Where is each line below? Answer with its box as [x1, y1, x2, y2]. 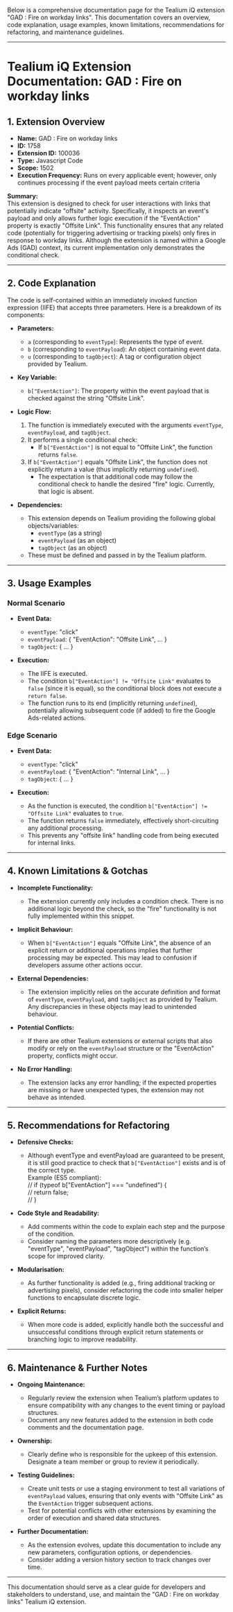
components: [7, 310, 45, 319]
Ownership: [17, 1436, 53, 1445]
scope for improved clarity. [27, 1252, 105, 1260]
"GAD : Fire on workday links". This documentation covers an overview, [7, 13, 211, 22]
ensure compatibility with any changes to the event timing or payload [27, 1401, 225, 1409]
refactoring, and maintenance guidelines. [7, 28, 125, 36]
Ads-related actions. [27, 713, 87, 722]
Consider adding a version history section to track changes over [27, 1556, 212, 1564]
